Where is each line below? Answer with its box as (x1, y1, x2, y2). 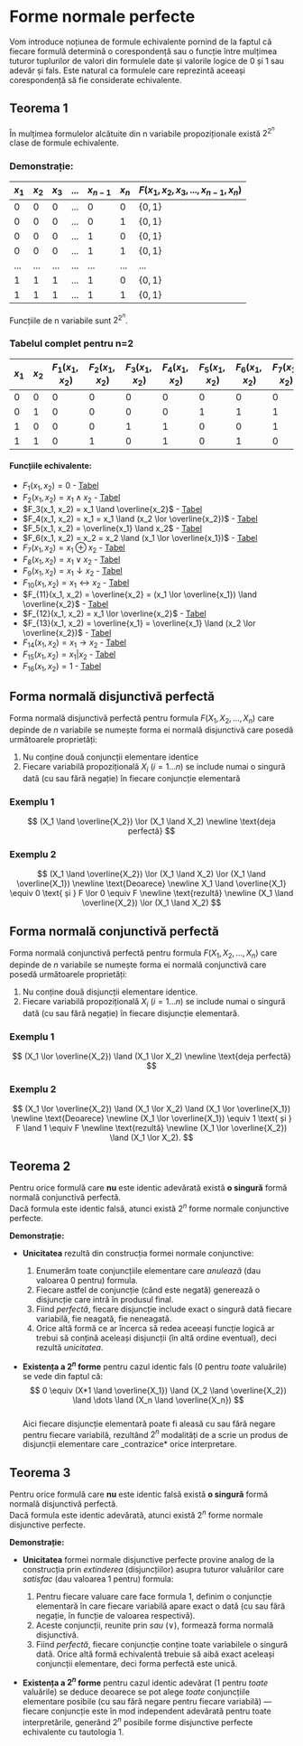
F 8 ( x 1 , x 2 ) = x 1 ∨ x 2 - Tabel (22, 554, 121, 566)
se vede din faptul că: (22, 1370, 104, 1381)
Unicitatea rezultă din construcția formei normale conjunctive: (22, 1247, 254, 1258)
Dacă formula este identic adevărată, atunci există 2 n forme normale (9, 1508, 263, 1520)
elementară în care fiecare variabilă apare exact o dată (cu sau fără (35, 1601, 286, 1611)
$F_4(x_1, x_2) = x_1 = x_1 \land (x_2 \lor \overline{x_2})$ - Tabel (22, 513, 259, 524)
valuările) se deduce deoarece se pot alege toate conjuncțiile (22, 1686, 251, 1697)
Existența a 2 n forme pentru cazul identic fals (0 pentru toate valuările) (22, 1359, 287, 1372)
